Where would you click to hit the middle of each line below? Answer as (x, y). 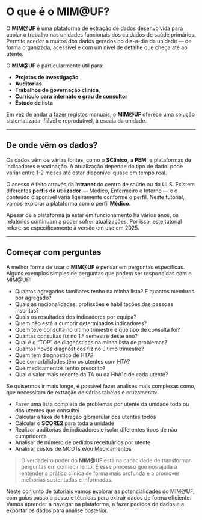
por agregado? (33, 298)
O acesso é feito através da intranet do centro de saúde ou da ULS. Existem (101, 184)
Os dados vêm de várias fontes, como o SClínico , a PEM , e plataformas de (99, 160)
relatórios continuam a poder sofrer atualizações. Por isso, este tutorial (94, 221)
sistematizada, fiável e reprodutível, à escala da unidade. (77, 121)
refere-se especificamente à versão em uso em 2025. (73, 228)
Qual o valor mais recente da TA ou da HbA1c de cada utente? (91, 374)
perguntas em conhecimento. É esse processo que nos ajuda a (99, 466)
